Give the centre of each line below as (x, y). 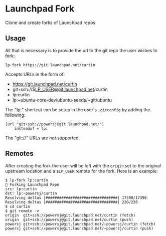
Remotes (19, 154)
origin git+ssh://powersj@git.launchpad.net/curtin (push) (69, 219)
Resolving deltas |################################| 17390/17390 (76, 198)
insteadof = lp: (31, 128)
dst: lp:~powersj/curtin (31, 193)
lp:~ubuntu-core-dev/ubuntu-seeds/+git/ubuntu (62, 100)
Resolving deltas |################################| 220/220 (71, 202)
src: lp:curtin (21, 189)
